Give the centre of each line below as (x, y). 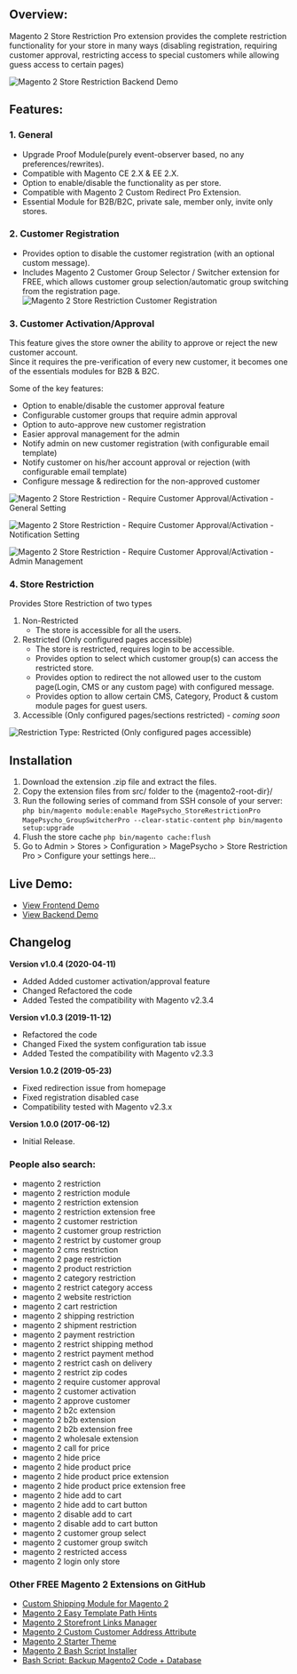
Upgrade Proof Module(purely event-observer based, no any (133, 154)
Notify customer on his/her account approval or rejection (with (136, 462)
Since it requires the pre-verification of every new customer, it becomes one (148, 362)
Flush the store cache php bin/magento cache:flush (116, 837)
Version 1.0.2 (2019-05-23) (61, 1070)
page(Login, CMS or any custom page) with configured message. (155, 687)
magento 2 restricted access (74, 1552)
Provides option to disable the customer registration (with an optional (148, 253)
